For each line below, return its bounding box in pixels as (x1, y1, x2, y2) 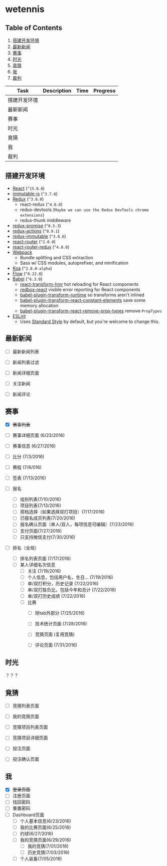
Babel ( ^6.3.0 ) (12, 276, 43, 282)
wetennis (5, 4, 45, 15)
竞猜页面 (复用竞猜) (35, 631, 75, 637)
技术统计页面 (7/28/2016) (35, 621, 87, 627)
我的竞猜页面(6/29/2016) (20, 836, 71, 843)
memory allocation (20, 302, 59, 308)
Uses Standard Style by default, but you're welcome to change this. (20, 318, 160, 324)
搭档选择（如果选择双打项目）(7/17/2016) (20, 509, 105, 515)
